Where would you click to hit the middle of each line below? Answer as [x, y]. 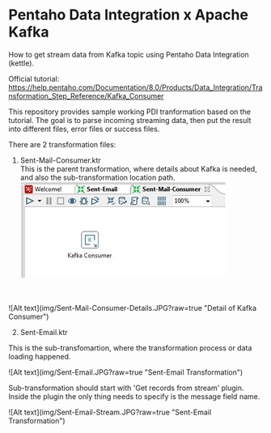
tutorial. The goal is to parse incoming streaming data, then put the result [130, 120]
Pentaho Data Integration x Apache [129, 15]
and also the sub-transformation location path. [97, 177]
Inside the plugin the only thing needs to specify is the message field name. [134, 396]
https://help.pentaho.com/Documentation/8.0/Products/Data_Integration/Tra [135, 87]
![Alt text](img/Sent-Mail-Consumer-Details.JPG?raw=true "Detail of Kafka [133, 308]
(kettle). [21, 63]
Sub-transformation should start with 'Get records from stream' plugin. [126, 388]
